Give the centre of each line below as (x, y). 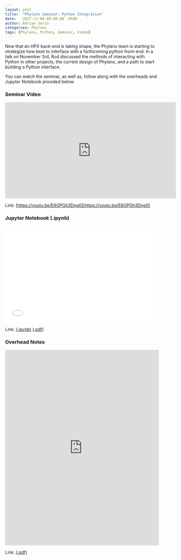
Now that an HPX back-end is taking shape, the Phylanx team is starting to (80, 46)
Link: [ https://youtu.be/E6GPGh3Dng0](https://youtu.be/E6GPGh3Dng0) (78, 205)
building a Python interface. (33, 67)
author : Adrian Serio (27, 23)
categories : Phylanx (26, 28)
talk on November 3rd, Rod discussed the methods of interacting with (75, 56)
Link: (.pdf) (16, 552)
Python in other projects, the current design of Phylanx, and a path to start (80, 62)
